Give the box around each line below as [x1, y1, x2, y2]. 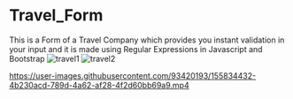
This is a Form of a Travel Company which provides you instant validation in [9, 34, 285, 45]
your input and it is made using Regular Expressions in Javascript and [9, 43, 263, 54]
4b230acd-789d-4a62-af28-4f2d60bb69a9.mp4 [9, 80, 189, 90]
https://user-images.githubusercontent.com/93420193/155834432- [9, 70, 257, 80]
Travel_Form [9, 5, 104, 26]
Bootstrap [9, 53, 46, 64]
